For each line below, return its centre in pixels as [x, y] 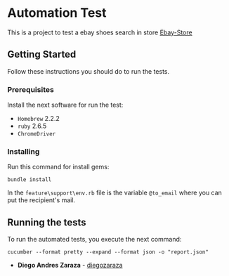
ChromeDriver [37, 134]
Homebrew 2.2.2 [38, 119]
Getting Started [42, 54]
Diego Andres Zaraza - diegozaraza [70, 265]
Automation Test [57, 13]
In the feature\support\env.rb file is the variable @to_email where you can [115, 193]
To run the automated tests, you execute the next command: [94, 239]
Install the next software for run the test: [65, 105]
